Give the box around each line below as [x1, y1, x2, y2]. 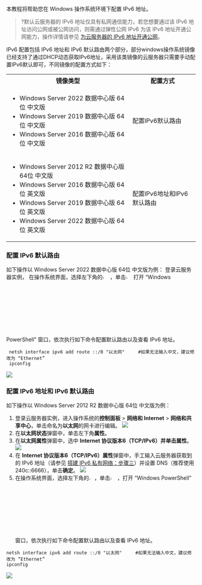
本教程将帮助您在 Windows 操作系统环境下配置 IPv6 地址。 [6, 5, 152, 12]
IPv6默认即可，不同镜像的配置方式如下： [11, 61, 112, 68]
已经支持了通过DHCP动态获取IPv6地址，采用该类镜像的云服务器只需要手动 [6, 54, 191, 60]
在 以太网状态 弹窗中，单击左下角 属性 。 [14, 430, 110, 437]
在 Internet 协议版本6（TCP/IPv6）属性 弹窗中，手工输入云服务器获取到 [14, 452, 192, 459]
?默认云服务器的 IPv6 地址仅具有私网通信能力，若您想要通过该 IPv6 [20, 18, 188, 25]
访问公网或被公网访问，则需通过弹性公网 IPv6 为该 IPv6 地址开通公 [26, 26, 192, 32]
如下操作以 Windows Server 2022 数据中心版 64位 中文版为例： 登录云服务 [6, 266, 192, 273]
